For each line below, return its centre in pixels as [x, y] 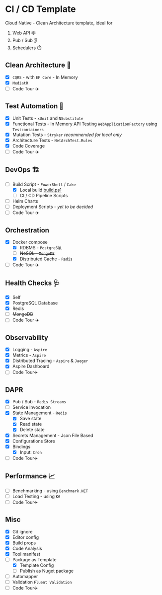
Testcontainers [28, 130]
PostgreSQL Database [35, 303]
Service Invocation [32, 407]
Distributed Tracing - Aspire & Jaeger [50, 361]
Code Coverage [29, 146]
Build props [24, 543]
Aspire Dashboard [31, 367]
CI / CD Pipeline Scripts [44, 195]
